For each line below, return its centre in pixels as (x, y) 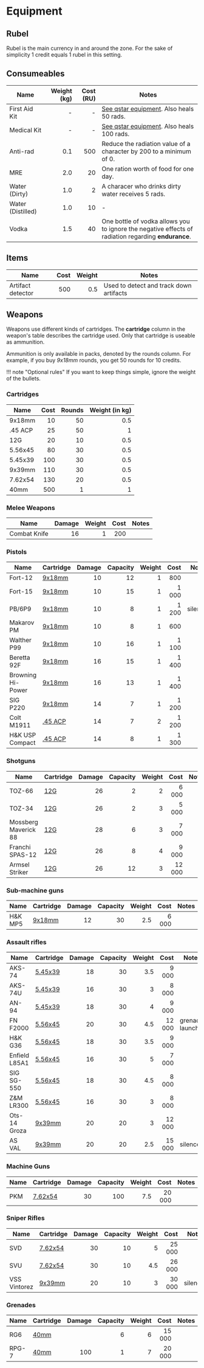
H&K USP (23, 735)
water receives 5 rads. (134, 194)
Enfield (19, 1055)
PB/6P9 (20, 609)
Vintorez (21, 1287)
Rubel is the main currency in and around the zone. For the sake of (90, 48)
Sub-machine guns (35, 890)
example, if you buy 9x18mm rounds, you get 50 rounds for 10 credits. (94, 361)
